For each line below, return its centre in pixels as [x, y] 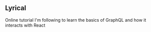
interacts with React [25, 25]
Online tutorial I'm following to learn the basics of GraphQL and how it [76, 20]
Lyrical [15, 8]
